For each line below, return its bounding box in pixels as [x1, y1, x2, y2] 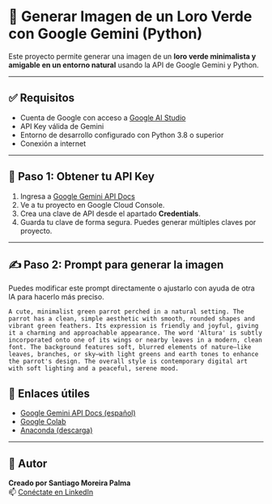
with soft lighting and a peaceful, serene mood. [8, 364, 180, 373]
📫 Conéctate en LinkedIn [8, 487, 94, 497]
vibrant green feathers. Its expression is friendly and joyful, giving [8, 322, 259, 330]
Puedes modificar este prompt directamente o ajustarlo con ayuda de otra [8, 283, 255, 293]
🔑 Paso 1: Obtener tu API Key [8, 170, 155, 183]
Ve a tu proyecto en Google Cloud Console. [19, 200, 165, 209]
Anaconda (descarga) [19, 425, 93, 435]
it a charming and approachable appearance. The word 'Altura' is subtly [8, 329, 263, 338]
